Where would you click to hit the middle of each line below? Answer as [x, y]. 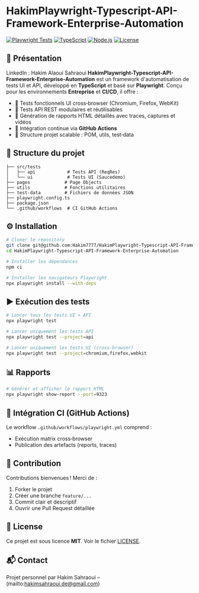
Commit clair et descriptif [46, 502]
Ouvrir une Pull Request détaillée [54, 508]
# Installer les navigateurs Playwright [57, 278]
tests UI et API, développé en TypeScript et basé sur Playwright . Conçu [94, 85]
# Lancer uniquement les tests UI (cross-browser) [70, 347]
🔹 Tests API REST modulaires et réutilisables [69, 109]
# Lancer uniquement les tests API [50, 332]
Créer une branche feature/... [53, 495]
